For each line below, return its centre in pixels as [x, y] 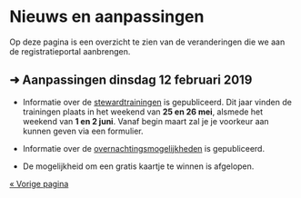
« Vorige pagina [39, 183]
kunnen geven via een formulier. [83, 131]
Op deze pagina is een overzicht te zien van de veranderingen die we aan [147, 42]
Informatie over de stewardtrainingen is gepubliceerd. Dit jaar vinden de [157, 102]
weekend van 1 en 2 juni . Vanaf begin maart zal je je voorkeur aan [146, 121]
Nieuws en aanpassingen [107, 17]
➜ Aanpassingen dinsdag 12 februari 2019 [131, 80]
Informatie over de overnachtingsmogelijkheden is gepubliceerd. [144, 148]
